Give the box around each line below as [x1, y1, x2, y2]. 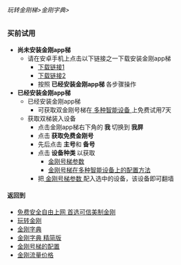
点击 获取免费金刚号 [37, 131, 94, 139]
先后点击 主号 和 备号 [37, 140, 96, 148]
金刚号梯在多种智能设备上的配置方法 [47, 165, 151, 174]
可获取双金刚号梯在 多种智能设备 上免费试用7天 [37, 106, 172, 114]
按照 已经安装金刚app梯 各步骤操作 [37, 80, 136, 88]
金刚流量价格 [17, 251, 54, 259]
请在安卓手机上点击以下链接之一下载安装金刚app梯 [27, 54, 171, 62]
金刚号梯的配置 [17, 242, 60, 250]
